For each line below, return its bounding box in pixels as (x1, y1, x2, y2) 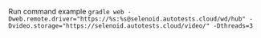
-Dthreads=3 (213, 22, 253, 30)
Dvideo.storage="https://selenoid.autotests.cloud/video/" (8, 22, 210, 30)
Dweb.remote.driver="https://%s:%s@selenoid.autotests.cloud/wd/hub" (8, 15, 247, 23)
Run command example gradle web (8, 7, 124, 16)
